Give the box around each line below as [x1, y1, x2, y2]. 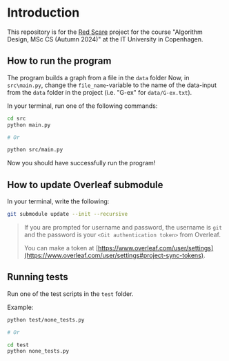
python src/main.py [7, 147, 63, 154]
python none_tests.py [7, 348, 70, 355]
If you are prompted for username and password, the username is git [23, 223, 223, 231]
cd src [7, 115, 26, 122]
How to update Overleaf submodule [7, 178, 163, 191]
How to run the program [7, 55, 112, 67]
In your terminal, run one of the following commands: [7, 102, 158, 110]
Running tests [7, 271, 69, 283]
